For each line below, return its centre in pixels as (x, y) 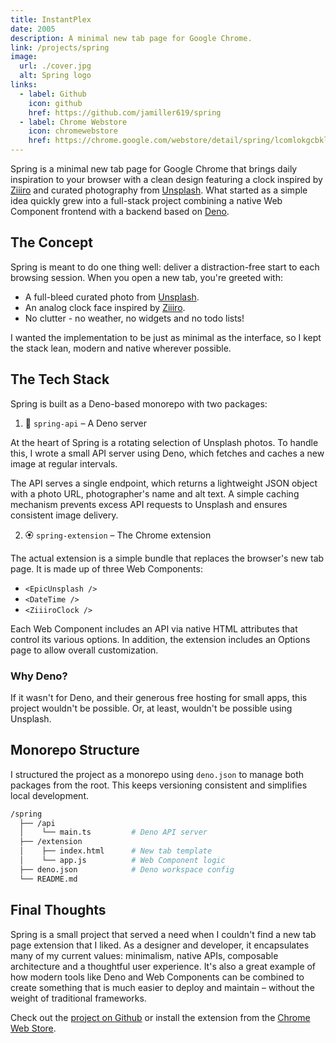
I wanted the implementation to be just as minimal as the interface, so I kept (166, 337)
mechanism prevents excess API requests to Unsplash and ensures (149, 504)
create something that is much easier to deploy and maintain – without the (162, 987)
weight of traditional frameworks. (78, 998)
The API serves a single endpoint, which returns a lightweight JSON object (164, 483)
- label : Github (53, 94)
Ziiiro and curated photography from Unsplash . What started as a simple (159, 190)
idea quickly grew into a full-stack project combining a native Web (146, 200)
